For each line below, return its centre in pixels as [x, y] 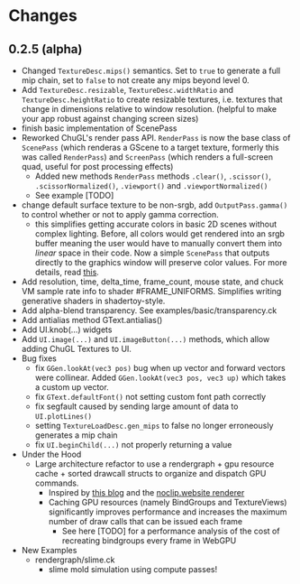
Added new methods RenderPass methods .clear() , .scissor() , [153, 176]
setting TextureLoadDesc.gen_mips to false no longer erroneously [154, 426]
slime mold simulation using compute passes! [133, 569]
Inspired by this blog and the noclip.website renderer [146, 492]
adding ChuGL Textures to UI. [77, 349]
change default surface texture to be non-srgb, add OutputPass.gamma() [155, 205]
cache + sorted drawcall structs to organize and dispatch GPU [150, 473]
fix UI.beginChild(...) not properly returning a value [133, 445]
